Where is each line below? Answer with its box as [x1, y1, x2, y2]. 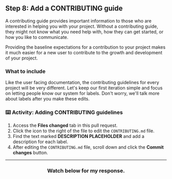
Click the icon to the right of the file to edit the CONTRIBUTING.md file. [12, 128, 155, 134]
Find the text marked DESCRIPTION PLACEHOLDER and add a [12, 133, 145, 140]
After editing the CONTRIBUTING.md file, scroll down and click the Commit [12, 144, 164, 150]
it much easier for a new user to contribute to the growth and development [5, 49, 163, 55]
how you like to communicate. [5, 34, 69, 40]
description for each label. [12, 138, 69, 145]
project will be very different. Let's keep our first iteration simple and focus [5, 85, 163, 91]
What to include [5, 68, 46, 75]
